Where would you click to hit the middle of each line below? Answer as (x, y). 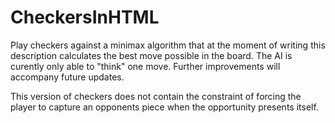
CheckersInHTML (85, 17)
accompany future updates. (67, 77)
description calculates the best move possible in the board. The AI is (151, 55)
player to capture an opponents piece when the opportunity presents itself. (164, 107)
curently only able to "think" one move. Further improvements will (145, 66)
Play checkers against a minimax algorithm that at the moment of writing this (168, 45)
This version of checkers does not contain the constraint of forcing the (156, 96)
